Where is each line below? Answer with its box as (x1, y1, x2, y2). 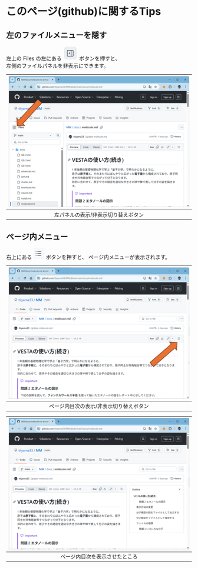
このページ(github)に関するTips (6, 5, 161, 18)
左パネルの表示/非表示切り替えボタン (54, 211, 144, 218)
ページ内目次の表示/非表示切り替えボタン (49, 403, 149, 410)
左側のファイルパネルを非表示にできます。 (6, 62, 109, 69)
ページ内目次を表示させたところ (60, 553, 138, 560)
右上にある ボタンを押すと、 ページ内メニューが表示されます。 (6, 254, 171, 261)
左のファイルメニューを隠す (6, 30, 107, 40)
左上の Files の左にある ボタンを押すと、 (6, 55, 121, 62)
